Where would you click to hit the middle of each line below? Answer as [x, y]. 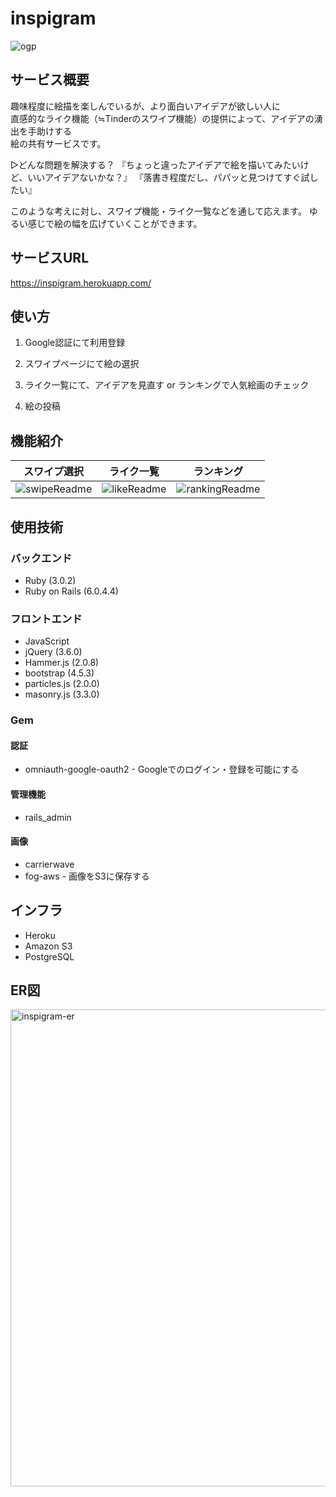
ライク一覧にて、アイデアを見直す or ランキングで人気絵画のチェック [167, 385]
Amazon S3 [48, 946]
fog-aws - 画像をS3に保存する [87, 876]
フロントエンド [46, 619]
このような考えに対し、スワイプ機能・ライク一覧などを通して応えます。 [158, 211]
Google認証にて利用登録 [75, 343]
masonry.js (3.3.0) [62, 694]
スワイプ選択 [54, 472]
